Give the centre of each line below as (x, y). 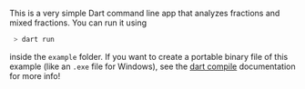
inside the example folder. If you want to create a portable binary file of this (149, 56)
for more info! (35, 75)
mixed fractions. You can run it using (78, 23)
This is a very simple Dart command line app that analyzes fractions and (145, 13)
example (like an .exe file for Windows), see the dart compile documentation (152, 66)
